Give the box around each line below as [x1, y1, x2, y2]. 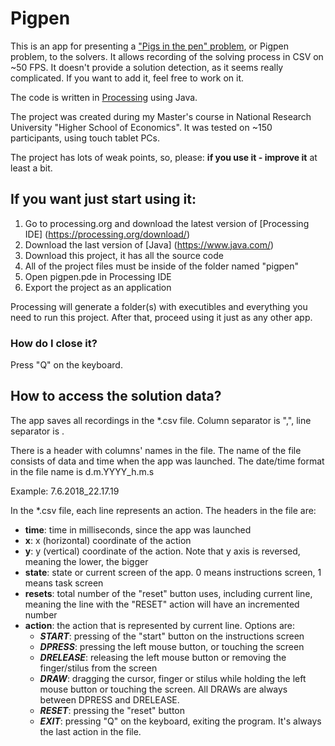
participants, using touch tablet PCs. [10, 132, 160, 144]
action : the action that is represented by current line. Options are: [24, 619, 295, 631]
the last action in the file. [39, 725, 142, 737]
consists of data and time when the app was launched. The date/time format [10, 455, 325, 467]
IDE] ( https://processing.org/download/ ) [24, 228, 190, 240]
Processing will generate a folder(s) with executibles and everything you [10, 300, 308, 312]
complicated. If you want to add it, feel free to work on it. [10, 72, 245, 84]
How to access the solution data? [10, 388, 222, 405]
